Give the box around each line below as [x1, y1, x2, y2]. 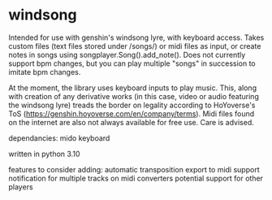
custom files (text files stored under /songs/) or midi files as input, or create [8, 41, 261, 50]
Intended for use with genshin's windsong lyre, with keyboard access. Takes [8, 33, 265, 42]
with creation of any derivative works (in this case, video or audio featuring [8, 91, 260, 101]
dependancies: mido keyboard [8, 133, 110, 143]
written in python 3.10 [8, 149, 80, 159]
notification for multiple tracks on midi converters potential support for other [8, 173, 264, 183]
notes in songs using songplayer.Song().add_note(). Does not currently [8, 50, 246, 59]
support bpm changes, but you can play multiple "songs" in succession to [8, 59, 256, 68]
